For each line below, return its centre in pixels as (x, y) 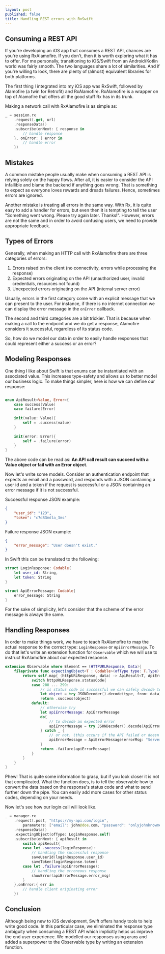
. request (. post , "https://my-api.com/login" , (61, 821)
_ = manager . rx (21, 816)
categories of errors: (26, 258)
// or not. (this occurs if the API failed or (97, 735)
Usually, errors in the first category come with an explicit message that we (80, 298)
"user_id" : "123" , (33, 513)
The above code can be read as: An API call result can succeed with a (77, 460)
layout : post (18, 10)
